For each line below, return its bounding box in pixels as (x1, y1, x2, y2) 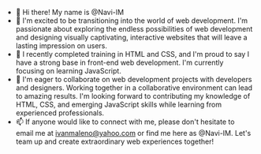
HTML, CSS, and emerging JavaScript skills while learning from (15, 100, 222, 109)
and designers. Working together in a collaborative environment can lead (15, 83, 253, 92)
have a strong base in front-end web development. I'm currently (15, 58, 224, 67)
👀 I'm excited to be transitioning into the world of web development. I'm (15, 16, 248, 25)
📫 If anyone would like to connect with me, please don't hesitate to (15, 117, 235, 126)
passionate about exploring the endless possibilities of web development (15, 24, 253, 33)
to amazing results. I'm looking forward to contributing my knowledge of (15, 92, 251, 100)
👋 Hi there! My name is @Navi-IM (15, 8, 125, 17)
